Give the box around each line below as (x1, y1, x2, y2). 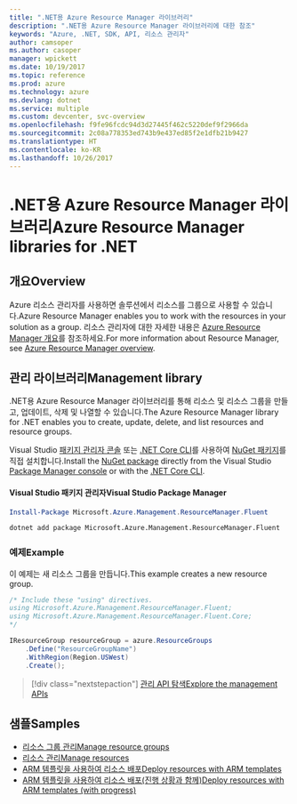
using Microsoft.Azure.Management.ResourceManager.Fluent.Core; (9, 612, 253, 621)
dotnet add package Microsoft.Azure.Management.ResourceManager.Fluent (9, 524, 280, 533)
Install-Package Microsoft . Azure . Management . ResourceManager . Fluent (9, 508, 269, 517)
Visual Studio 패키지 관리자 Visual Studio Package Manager (9, 486, 227, 498)
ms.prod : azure (9, 79, 66, 88)
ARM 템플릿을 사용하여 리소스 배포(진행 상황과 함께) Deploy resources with (21, 775, 285, 785)
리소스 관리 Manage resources (21, 752, 130, 763)
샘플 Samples (9, 716, 80, 731)
